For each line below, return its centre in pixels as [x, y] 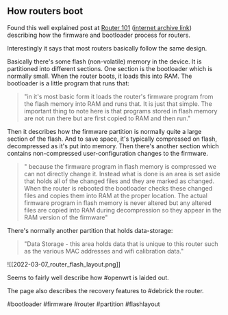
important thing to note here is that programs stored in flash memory [121, 111]
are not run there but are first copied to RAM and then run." [107, 118]
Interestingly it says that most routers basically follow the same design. [107, 48]
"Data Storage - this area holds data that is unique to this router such [121, 244]
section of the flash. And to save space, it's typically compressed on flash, [112, 139]
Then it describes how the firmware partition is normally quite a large [104, 131]
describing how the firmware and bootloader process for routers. [99, 35]
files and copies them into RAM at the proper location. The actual [115, 195]
